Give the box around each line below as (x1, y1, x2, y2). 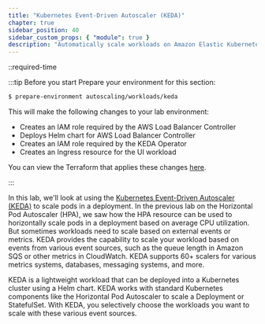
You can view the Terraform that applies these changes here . (8, 163, 207, 171)
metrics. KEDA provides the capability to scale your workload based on (8, 235, 239, 244)
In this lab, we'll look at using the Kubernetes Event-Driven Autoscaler (8, 193, 235, 202)
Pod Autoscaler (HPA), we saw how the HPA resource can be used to (8, 210, 233, 219)
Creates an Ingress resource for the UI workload (19, 147, 177, 156)
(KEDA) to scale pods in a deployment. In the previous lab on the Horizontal (8, 201, 253, 211)
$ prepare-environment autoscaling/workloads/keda (8, 93, 178, 101)
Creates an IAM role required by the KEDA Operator (19, 139, 188, 148)
